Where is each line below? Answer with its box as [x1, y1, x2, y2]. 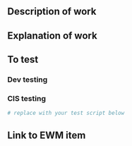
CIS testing [7, 94, 46, 104]
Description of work [7, 6, 97, 18]
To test [7, 54, 39, 66]
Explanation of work [7, 30, 97, 42]
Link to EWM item [7, 129, 86, 141]
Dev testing [7, 75, 48, 85]
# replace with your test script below [7, 109, 125, 117]
